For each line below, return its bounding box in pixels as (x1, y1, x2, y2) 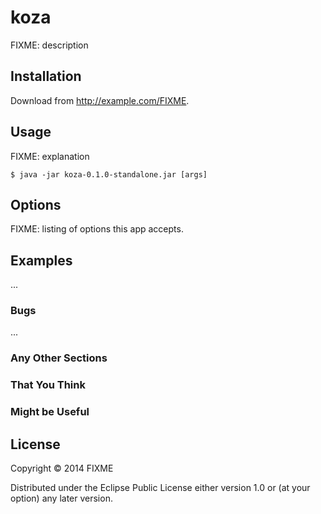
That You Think (10, 378, 86, 392)
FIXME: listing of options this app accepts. (10, 223, 184, 235)
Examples (10, 252, 73, 269)
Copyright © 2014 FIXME (10, 462, 114, 475)
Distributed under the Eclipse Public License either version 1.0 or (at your (10, 482, 311, 494)
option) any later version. (10, 492, 113, 505)
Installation (10, 68, 82, 85)
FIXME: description (10, 39, 89, 51)
